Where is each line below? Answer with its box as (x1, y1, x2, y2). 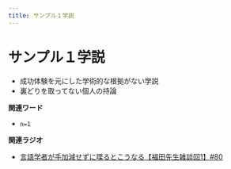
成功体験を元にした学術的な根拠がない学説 (19, 76, 159, 86)
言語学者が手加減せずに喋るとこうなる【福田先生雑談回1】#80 (19, 152, 223, 161)
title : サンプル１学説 (8, 11, 75, 20)
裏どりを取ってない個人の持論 (19, 86, 117, 95)
